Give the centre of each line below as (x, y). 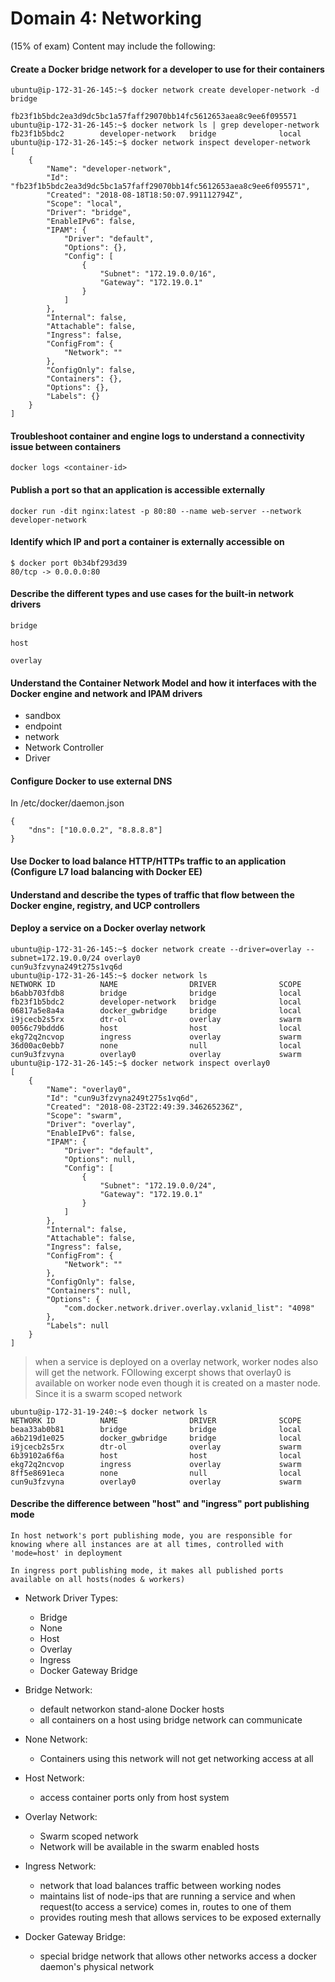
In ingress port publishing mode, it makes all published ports (147, 1570)
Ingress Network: (60, 1866)
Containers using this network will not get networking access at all (176, 1758)
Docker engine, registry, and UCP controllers (105, 905)
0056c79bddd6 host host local (156, 1028)
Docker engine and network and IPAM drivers (106, 693)
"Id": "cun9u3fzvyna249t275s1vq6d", (122, 1098)
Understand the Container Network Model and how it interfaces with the (163, 683)
